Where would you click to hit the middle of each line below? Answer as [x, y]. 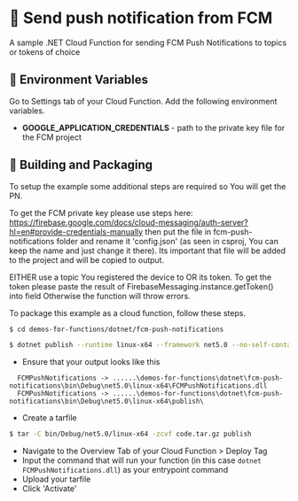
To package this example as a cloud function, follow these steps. [128, 312]
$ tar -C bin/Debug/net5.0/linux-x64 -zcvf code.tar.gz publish [130, 434]
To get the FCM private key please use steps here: [101, 212]
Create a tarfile [49, 418]
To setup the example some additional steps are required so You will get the [148, 186]
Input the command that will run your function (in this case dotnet [141, 460]
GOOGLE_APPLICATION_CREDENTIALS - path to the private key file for [153, 127]
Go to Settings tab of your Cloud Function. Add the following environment [143, 101]
